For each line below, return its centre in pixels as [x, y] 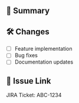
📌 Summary [28, 11]
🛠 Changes [28, 31]
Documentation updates [44, 62]
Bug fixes [26, 55]
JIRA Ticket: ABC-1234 [34, 95]
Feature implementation [43, 49]
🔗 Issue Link [29, 81]
